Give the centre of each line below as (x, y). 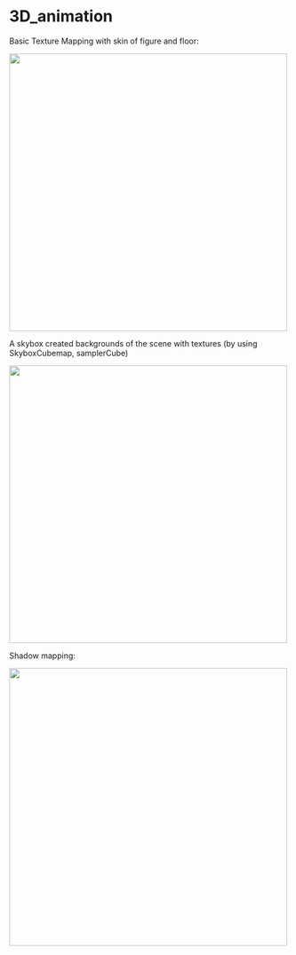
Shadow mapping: (42, 656)
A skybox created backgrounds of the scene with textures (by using (133, 343)
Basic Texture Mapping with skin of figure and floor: (104, 41)
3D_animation (61, 16)
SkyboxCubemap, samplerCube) (69, 353)
